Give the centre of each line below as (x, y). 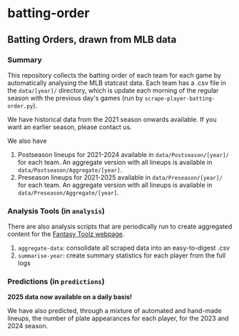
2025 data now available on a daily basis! (70, 297)
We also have (27, 141)
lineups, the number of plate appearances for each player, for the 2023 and (118, 318)
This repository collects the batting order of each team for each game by (114, 75)
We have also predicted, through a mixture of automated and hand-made (115, 311)
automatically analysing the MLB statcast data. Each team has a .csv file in (117, 83)
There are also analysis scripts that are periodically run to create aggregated (120, 227)
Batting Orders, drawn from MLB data (92, 40)
